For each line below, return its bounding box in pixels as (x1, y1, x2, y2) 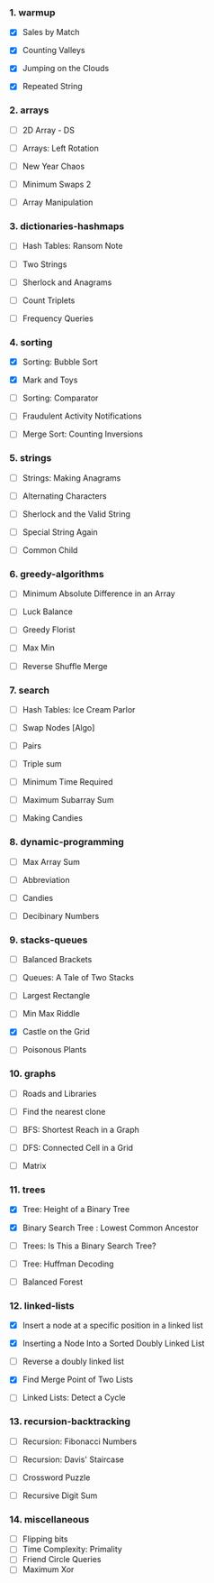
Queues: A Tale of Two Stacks (22, 972, 135, 983)
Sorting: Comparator (22, 392, 99, 403)
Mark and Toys (22, 374, 78, 385)
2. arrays (9, 104, 49, 116)
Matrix (22, 1161, 47, 1172)
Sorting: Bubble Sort (22, 356, 98, 367)
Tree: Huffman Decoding (22, 1258, 114, 1269)
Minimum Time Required (22, 777, 113, 787)
